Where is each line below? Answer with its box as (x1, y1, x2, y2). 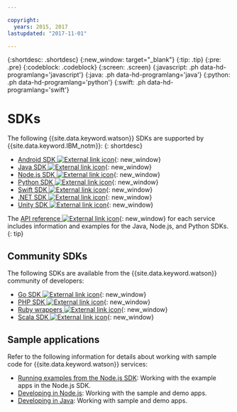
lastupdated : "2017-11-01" (7, 30, 87, 37)
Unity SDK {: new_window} (17, 200, 154, 210)
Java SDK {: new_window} (17, 163, 153, 171)
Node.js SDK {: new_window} (17, 170, 161, 179)
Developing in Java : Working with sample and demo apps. (17, 396, 188, 405)
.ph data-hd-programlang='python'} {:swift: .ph (7, 78, 146, 87)
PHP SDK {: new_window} (17, 298, 151, 306)
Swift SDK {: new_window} (17, 185, 153, 194)
